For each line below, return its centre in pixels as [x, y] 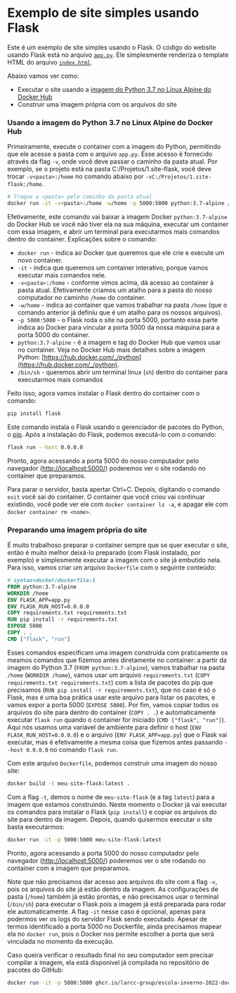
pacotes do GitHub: [35, 970]
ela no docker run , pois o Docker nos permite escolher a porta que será [111, 934]
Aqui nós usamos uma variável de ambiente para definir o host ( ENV [104, 727]
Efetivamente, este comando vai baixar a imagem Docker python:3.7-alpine [117, 216]
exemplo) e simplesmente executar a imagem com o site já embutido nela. [114, 560]
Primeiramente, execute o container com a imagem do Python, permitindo [114, 147]
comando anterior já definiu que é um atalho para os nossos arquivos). [120, 312]
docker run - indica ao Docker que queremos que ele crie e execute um [121, 252]
